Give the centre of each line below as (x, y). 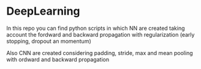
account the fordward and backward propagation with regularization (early (100, 34)
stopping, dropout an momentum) (49, 41)
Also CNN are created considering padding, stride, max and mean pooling (100, 53)
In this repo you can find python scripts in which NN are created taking (96, 28)
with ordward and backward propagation (58, 59)
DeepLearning (44, 11)
